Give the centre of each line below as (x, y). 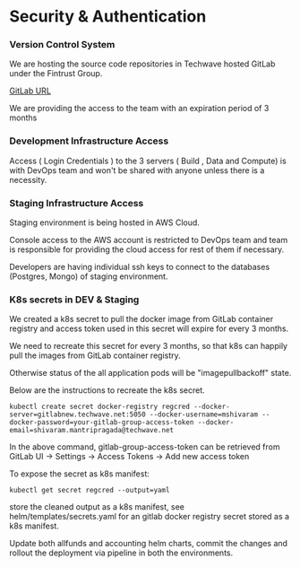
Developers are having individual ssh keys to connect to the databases (140, 267)
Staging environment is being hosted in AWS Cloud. (104, 222)
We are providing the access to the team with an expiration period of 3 (139, 109)
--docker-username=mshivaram (203, 414)
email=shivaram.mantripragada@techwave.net (92, 431)
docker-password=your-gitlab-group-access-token (102, 423)
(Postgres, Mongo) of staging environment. (89, 276)
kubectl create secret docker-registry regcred (100, 407)
